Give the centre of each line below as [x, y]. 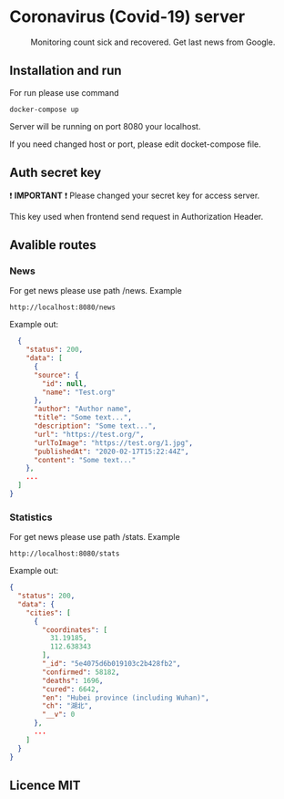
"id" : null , [65, 384]
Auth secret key [56, 173]
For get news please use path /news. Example [96, 291]
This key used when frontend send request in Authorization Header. [137, 216]
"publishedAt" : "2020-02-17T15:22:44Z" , [111, 451]
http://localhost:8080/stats [65, 554]
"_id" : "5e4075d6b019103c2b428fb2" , [112, 664]
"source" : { [56, 375]
